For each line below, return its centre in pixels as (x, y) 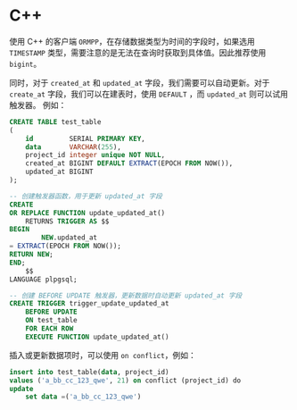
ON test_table (51, 321)
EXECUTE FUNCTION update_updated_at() (97, 337)
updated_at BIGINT (59, 172)
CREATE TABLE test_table (55, 121)
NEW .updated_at (70, 238)
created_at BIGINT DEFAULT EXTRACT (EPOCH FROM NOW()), (129, 163)
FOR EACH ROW (49, 329)
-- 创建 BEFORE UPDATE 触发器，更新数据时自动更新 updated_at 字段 (126, 296)
